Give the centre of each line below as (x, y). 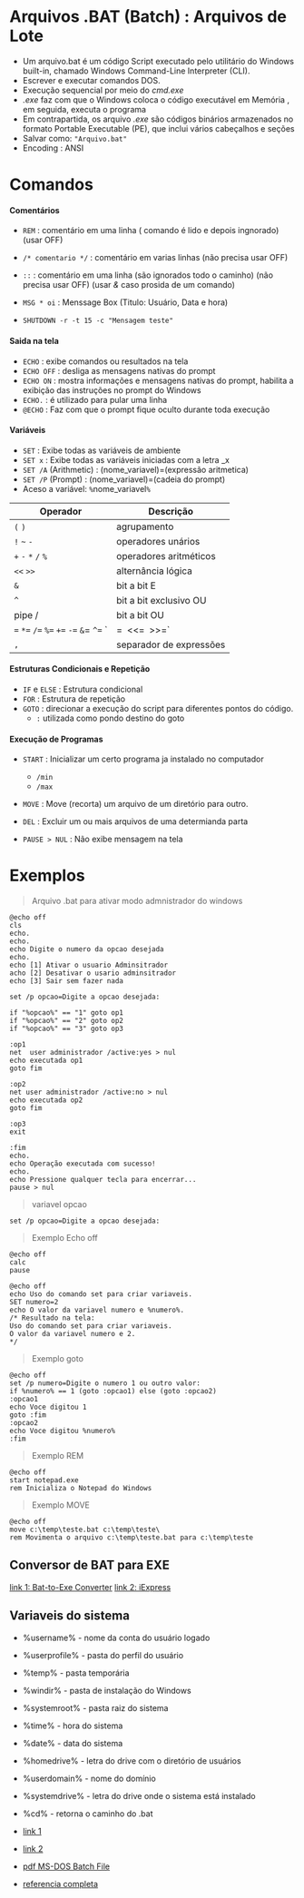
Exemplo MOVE (61, 1505)
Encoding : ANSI (53, 148)
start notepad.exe (44, 1480)
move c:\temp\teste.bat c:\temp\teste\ (85, 1530)
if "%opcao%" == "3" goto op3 (67, 1029)
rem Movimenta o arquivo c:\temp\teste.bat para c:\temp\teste (132, 1538)
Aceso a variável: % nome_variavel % (87, 488)
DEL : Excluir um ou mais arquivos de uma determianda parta (135, 821)
